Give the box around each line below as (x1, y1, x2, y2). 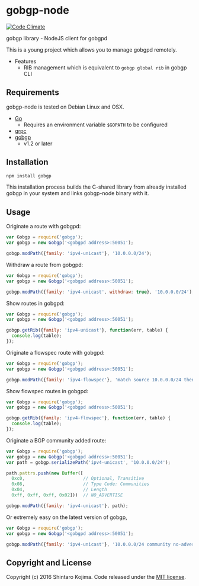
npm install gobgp (6, 173, 52, 179)
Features (14, 58, 37, 65)
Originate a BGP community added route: (6, 437, 107, 444)
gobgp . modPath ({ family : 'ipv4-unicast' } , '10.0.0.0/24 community (6, 541, 171, 547)
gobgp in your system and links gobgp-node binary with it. (6, 190, 149, 197)
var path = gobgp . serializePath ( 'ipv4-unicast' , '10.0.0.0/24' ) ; (6, 459, 171, 466)
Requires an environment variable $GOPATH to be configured (23, 121, 168, 128)
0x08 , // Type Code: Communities (11, 481, 150, 487)
